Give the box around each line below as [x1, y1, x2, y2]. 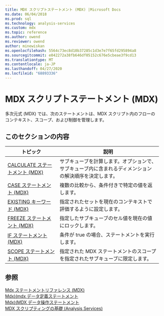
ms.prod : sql [5, 16, 32, 21]
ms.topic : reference [5, 30, 47, 35]
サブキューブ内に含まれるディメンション [59, 165, 152, 172]
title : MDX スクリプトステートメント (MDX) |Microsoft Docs [5, 7, 121, 12]
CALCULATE [7, 161, 37, 168]
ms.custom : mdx [5, 25, 36, 30]
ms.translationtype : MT [5, 57, 54, 62]
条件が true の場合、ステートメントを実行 [59, 231, 155, 238]
